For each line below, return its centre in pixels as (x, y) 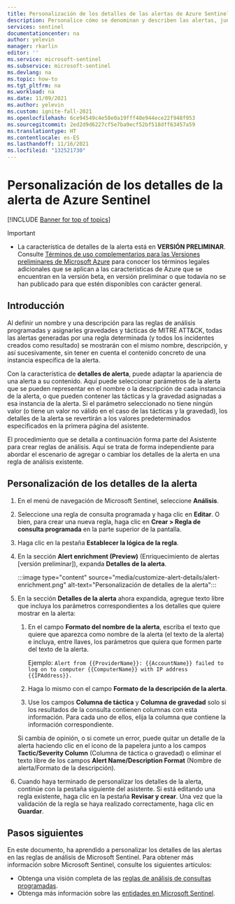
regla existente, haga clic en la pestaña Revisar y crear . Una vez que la (120, 796)
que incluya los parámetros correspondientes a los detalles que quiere (119, 605)
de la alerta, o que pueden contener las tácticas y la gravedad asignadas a (114, 396)
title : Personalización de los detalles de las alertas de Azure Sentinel (119, 14)
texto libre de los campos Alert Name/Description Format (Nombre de (119, 760)
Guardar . (30, 811)
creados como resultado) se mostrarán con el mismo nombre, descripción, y (117, 345)
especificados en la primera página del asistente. (78, 425)
